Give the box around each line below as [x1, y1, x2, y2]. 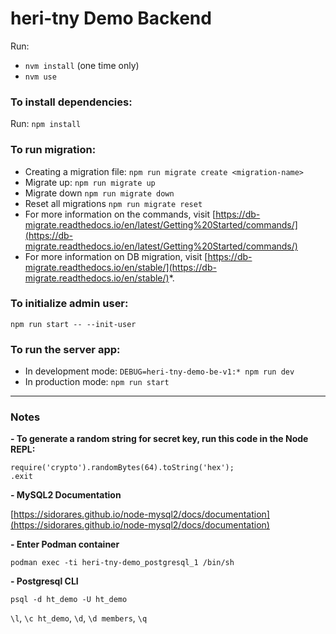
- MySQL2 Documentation [10, 489, 122, 501]
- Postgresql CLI [10, 575, 79, 587]
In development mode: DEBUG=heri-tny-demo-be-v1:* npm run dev [24, 365, 295, 377]
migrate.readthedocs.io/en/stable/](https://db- [24, 261, 217, 273]
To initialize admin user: [10, 297, 129, 311]
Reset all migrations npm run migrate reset [24, 197, 203, 209]
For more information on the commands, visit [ [24, 208, 217, 220]
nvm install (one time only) [24, 59, 140, 71]
